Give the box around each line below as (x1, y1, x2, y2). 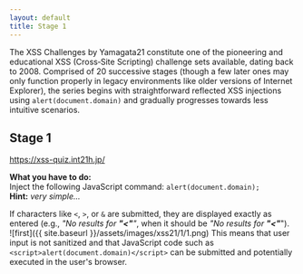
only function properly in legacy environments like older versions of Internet (9, 75, 293, 86)
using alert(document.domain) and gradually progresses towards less (9, 94, 269, 105)
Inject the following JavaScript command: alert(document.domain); (9, 182, 260, 193)
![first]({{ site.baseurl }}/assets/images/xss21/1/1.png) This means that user (9, 228, 290, 239)
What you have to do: (9, 172, 92, 183)
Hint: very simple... (9, 191, 81, 202)
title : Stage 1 (9, 22, 67, 31)
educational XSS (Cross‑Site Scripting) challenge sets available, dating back (9, 56, 294, 67)
